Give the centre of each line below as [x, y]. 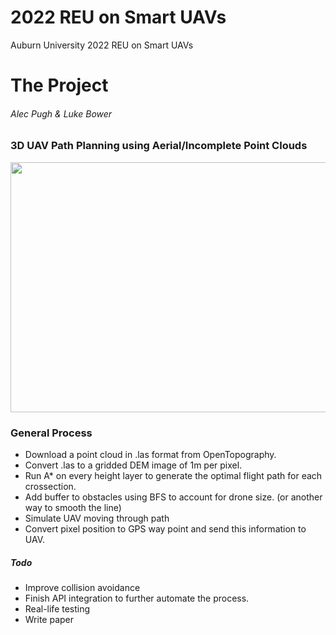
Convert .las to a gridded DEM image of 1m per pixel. [133, 465]
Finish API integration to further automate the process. [137, 598]
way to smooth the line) [73, 507]
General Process [51, 433]
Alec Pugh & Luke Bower [61, 113]
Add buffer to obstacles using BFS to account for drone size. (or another [173, 497]
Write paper [49, 619]
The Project [59, 85]
